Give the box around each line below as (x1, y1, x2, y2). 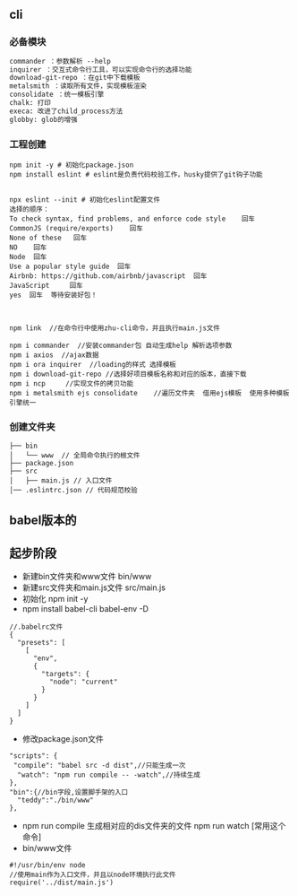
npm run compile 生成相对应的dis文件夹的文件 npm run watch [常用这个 (21, 821, 286, 831)
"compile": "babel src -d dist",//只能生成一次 (13, 761, 186, 770)
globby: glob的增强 (9, 115, 78, 124)
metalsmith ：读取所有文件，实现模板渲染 (9, 82, 148, 91)
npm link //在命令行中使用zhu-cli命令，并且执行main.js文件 (9, 323, 221, 333)
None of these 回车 (9, 233, 88, 242)
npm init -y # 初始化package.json (9, 161, 134, 170)
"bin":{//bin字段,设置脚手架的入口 (9, 788, 128, 797)
